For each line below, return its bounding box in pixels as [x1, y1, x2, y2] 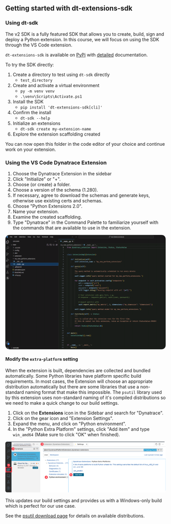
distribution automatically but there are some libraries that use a [5, 383, 139, 389]
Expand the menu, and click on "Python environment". [12, 421, 126, 427]
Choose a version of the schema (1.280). [12, 187, 98, 193]
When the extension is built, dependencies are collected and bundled [5, 367, 151, 374]
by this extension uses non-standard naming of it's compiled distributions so [5, 395, 166, 401]
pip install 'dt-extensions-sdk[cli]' [20, 104, 103, 110]
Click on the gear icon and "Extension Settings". [12, 415, 113, 421]
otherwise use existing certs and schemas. [12, 197, 103, 203]
